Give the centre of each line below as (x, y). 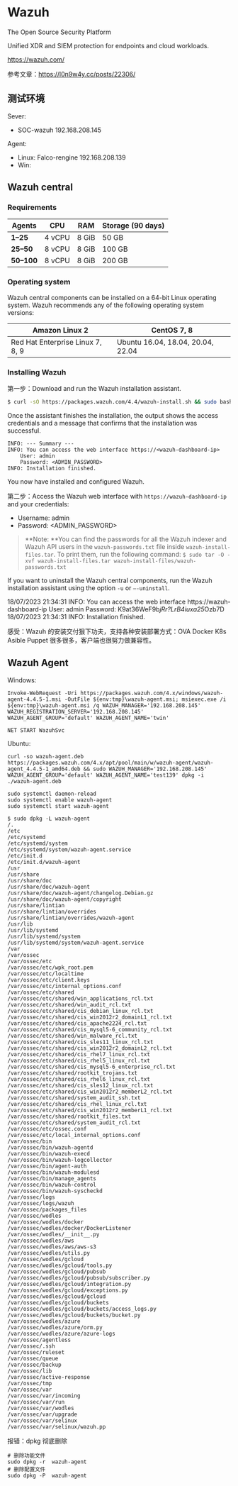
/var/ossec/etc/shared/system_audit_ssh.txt (74, 1098)
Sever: (17, 116)
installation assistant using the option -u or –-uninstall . (89, 588)
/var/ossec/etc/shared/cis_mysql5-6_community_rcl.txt (90, 1029)
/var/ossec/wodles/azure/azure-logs (61, 1333)
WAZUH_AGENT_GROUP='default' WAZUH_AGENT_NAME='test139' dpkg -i (106, 775)
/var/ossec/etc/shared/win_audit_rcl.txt (69, 1004)
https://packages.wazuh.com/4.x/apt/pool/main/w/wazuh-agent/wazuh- (110, 763)
